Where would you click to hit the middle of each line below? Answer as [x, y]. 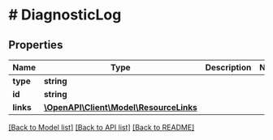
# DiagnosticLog [65, 15]
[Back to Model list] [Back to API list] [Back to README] [102, 127]
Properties [36, 45]
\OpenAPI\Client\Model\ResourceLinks [120, 107]
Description [228, 68]
